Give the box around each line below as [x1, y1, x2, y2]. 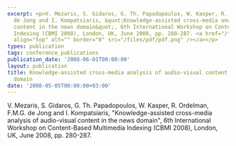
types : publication [7, 43, 65, 50]
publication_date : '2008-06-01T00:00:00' [7, 56, 131, 63]
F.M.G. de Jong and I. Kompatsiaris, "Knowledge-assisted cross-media [7, 109, 213, 117]
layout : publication [7, 62, 68, 69]
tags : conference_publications [7, 50, 99, 57]
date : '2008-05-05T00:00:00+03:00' [7, 82, 112, 89]
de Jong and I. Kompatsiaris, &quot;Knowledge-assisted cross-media [13, 17, 218, 24]
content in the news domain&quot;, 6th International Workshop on [13, 23, 212, 30]
